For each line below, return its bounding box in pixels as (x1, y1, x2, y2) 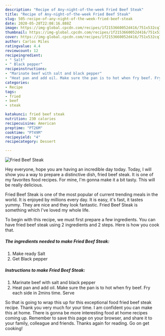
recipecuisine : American (5, 121, 56, 126)
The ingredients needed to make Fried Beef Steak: (5, 238, 110, 244)
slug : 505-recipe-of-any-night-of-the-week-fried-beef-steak (5, 16, 133, 21)
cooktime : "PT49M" (5, 130, 43, 135)
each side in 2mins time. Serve (12, 290, 75, 296)
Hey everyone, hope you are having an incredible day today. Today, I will (5, 166, 152, 172)
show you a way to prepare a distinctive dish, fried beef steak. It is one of (5, 172, 154, 178)
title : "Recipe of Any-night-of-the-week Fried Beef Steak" (5, 12, 131, 17)
